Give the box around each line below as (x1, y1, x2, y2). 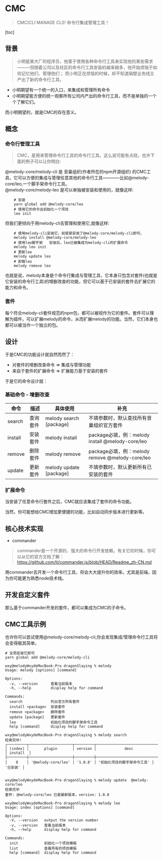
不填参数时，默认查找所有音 (88, 414, 152, 421)
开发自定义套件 (5, 591, 50, 599)
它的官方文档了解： (25, 553, 64, 559)
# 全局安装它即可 (5, 650, 35, 655)
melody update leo (14, 254, 51, 259)
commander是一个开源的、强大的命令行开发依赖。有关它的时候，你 (16, 548, 152, 553)
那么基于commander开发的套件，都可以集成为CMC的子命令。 (5, 604, 129, 610)
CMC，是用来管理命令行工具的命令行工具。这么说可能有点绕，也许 (16, 152, 150, 158)
